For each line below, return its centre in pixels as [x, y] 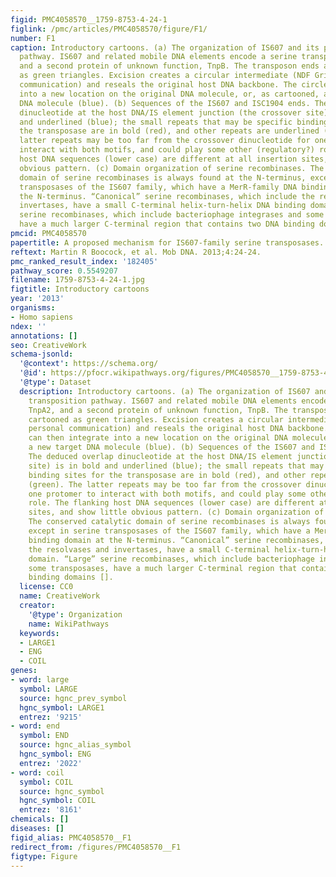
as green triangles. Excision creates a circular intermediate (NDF [165, 76]
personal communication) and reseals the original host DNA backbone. [178, 429]
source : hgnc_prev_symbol [73, 698]
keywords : [39, 633]
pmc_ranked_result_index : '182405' [84, 261]
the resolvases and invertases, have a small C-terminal [149, 549]
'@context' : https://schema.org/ [89, 364]
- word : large [40, 680]
